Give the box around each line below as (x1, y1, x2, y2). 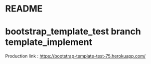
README (5, 3, 43, 14)
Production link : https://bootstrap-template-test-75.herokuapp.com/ (5, 53, 146, 59)
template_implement (5, 36, 93, 48)
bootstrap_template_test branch (5, 26, 141, 37)
